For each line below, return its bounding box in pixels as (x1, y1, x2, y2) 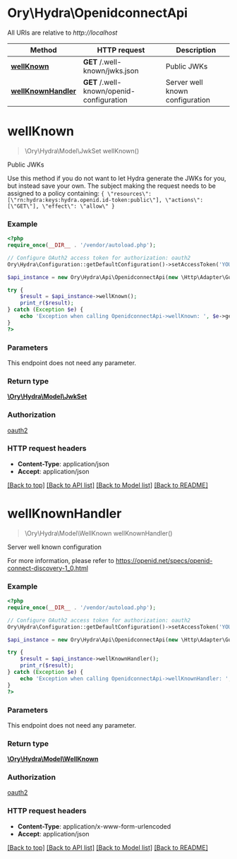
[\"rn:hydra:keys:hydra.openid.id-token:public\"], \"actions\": (7, 196, 203, 203)
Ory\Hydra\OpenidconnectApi (7, 5, 188, 21)
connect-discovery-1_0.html (7, 564, 88, 572)
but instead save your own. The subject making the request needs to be (7, 182, 217, 190)
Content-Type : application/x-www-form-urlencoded (17, 822, 171, 831)
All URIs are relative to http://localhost (7, 28, 118, 37)
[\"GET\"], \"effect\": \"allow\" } (7, 203, 115, 210)
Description (176, 45, 217, 54)
